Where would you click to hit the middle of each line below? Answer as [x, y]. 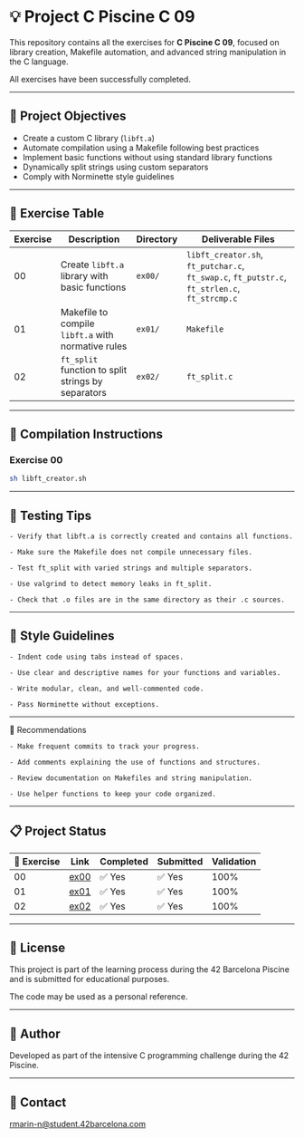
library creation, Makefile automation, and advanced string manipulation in [148, 52]
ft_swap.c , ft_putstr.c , [237, 276]
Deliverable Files [239, 239]
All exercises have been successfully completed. [100, 79]
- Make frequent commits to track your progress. [105, 746]
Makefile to [84, 312]
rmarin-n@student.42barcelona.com [78, 1124]
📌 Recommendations [48, 729]
